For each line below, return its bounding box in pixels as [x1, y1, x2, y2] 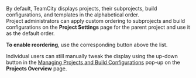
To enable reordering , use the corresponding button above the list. [6, 41, 168, 48]
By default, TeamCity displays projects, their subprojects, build [6, 5, 157, 12]
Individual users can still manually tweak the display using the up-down [6, 53, 178, 59]
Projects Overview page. [6, 65, 67, 72]
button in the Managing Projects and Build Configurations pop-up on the [6, 59, 180, 66]
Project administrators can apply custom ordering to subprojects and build [6, 18, 185, 24]
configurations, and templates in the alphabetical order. [6, 11, 139, 18]
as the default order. [6, 30, 55, 37]
